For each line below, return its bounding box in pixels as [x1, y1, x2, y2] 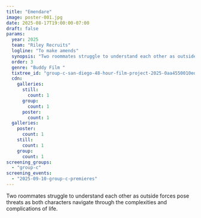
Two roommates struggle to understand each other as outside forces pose [6, 192, 190, 199]
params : [6, 31, 26, 37]
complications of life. [6, 205, 58, 212]
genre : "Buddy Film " [11, 64, 66, 71]
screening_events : [6, 170, 52, 177]
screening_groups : [6, 159, 52, 165]
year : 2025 [11, 37, 39, 43]
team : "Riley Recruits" [11, 43, 71, 49]
